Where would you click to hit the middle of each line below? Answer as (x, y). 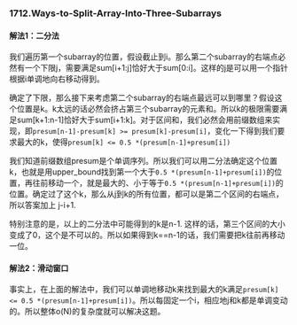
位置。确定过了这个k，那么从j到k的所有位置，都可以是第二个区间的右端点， (146, 194)
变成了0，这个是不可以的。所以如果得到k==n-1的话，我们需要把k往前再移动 (147, 235)
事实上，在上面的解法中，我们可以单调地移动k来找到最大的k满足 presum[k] (144, 290)
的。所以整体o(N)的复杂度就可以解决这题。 (87, 312)
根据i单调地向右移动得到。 (57, 79)
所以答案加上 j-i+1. (43, 205)
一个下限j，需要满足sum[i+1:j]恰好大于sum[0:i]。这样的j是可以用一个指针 (156, 68)
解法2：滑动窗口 (39, 267)
